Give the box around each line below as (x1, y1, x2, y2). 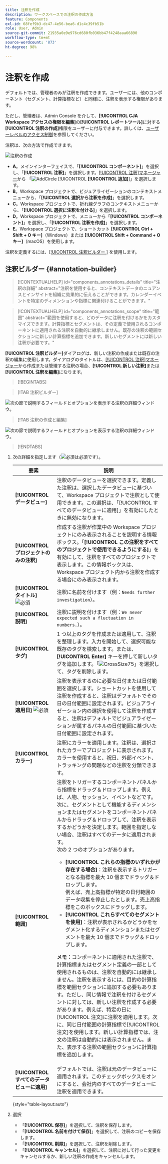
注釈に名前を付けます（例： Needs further (56, 588, 155, 595)
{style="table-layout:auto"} (12, 1101, 68, 1107)
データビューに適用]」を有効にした (71, 507, 154, 514)
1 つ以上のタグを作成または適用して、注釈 (56, 630, 156, 637)
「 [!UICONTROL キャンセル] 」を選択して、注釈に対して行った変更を (19, 1147, 161, 1153)
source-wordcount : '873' (5, 40, 57, 45)
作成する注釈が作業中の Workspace (56, 523, 140, 530)
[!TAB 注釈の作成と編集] (17, 417, 67, 423)
